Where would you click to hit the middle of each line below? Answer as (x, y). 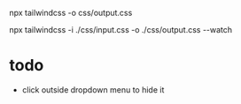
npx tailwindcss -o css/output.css (71, 13)
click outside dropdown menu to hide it (93, 89)
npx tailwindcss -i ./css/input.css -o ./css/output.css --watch (121, 30)
